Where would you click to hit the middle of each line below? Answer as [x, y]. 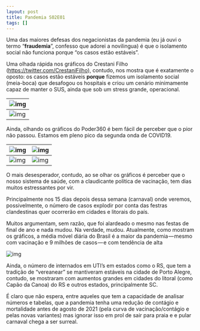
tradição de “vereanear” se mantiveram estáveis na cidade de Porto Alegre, [99, 272]
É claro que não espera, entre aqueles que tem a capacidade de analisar [95, 296]
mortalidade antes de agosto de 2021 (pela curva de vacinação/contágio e [98, 309]
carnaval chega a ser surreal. [42, 322]
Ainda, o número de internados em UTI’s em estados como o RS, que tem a [99, 266]
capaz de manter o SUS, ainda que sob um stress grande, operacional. [93, 90]
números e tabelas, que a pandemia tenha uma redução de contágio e [93, 303]
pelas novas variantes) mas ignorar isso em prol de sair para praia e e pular [99, 315]
